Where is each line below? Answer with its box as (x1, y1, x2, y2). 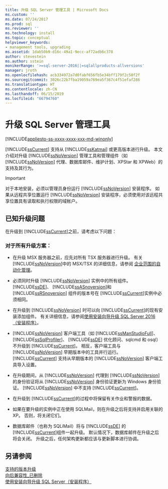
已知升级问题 (5, 214, 45, 223)
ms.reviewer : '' (5, 26, 39, 31)
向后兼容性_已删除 (5, 472, 43, 478)
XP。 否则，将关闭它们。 (12, 412, 64, 419)
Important (5, 175, 26, 181)
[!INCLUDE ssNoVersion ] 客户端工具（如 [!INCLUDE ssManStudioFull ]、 (12, 331, 158, 337)
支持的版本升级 (5, 466, 36, 472)
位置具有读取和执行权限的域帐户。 (9, 198, 80, 204)
